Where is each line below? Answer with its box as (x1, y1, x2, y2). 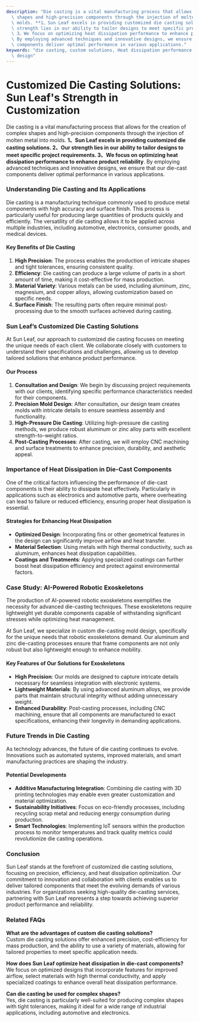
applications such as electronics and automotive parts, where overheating (6, 491, 187, 499)
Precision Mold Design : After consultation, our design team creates (14, 400, 181, 407)
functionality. (14, 413, 47, 420)
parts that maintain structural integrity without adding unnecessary (14, 692, 178, 699)
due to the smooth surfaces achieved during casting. (43, 308, 173, 315)
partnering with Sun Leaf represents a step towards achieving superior (6, 895, 179, 902)
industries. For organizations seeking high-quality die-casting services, (6, 889, 180, 896)
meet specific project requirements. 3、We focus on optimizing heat (6, 151, 178, 158)
